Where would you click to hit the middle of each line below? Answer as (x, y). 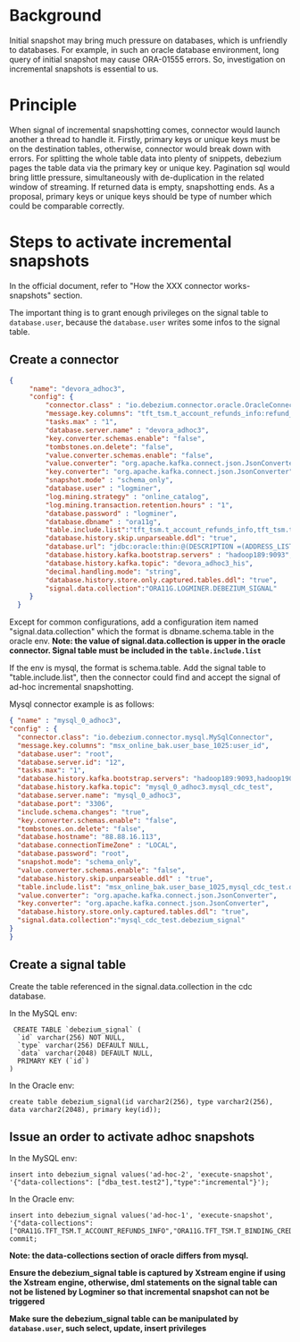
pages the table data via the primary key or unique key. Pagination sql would (150, 167)
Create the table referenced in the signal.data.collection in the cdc (131, 986)
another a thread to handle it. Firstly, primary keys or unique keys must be (145, 139)
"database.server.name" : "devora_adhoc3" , (127, 430)
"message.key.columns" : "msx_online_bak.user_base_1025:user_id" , (143, 745)
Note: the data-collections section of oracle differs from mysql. (129, 1256)
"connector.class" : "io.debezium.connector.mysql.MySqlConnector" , (146, 737)
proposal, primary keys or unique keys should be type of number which (141, 196)
